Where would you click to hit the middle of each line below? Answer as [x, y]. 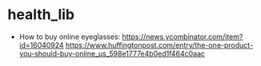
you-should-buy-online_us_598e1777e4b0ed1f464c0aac [112, 53]
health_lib [41, 15]
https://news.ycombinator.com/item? [183, 37]
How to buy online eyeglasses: [70, 37]
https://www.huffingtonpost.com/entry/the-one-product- [160, 45]
